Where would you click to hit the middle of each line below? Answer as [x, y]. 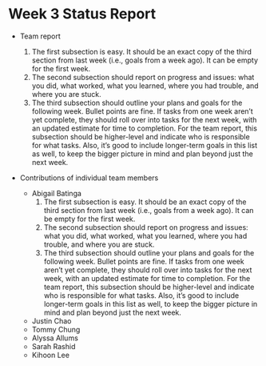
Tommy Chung [56, 329]
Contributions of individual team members [89, 178]
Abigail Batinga [57, 193]
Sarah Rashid [54, 346]
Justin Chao [52, 320]
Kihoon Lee [51, 355]
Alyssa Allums [55, 338]
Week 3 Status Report [82, 14]
